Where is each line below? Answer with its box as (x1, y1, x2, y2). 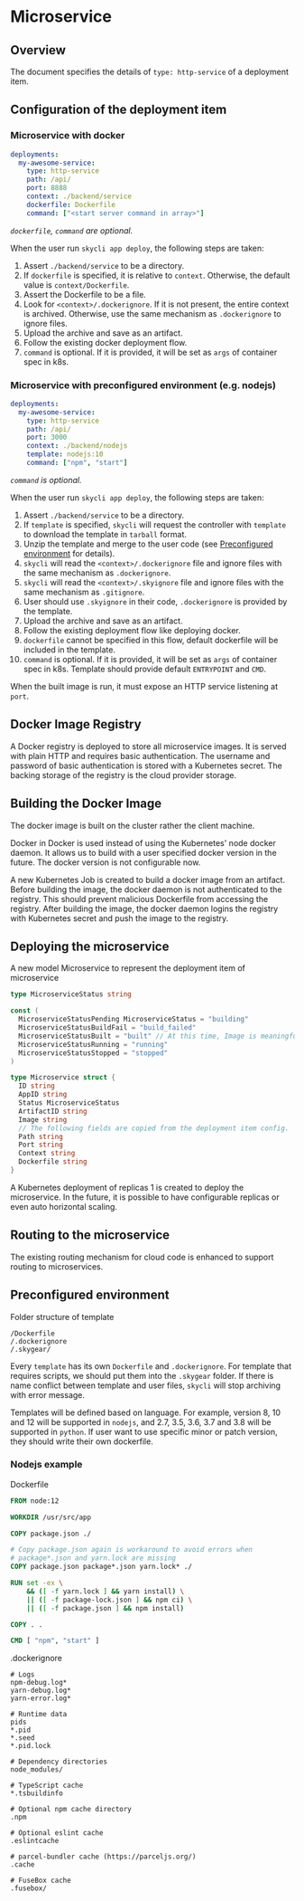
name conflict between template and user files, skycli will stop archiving (10, 1380, 281, 1391)
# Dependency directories (10, 1757, 107, 1766)
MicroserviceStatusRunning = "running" (18, 1040, 169, 1049)
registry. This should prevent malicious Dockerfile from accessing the (10, 893, 269, 904)
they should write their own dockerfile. (10, 1436, 154, 1447)
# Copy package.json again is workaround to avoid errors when (10, 1545, 253, 1554)
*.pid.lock (10, 1742, 51, 1751)
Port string (18, 1140, 64, 1150)
